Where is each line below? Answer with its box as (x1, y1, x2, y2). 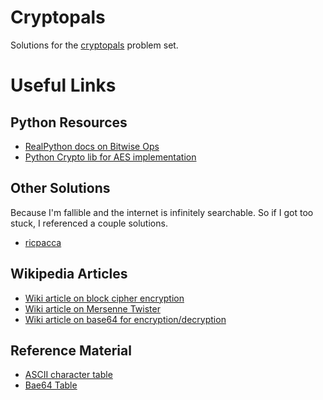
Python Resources (10, 114, 128, 131)
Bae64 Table (24, 379, 78, 391)
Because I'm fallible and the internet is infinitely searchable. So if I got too (10, 206, 314, 218)
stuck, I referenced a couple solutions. (10, 217, 168, 229)
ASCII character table (24, 369, 113, 381)
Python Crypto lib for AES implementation (24, 151, 197, 163)
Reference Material (10, 342, 132, 359)
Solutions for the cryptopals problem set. (10, 39, 179, 51)
